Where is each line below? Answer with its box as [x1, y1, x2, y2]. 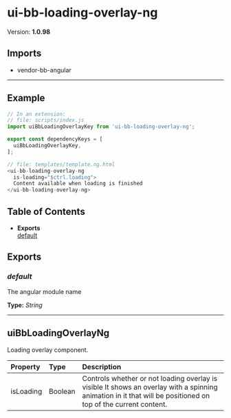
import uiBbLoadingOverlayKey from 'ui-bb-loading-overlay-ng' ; [7, 123, 195, 130]
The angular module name [7, 287, 82, 295]
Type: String [7, 301, 43, 309]
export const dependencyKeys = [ [7, 136, 103, 143]
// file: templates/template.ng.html [7, 160, 115, 168]
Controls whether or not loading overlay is [82, 373, 218, 383]
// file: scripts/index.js [7, 117, 85, 124]
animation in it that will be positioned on [82, 390, 210, 400]
